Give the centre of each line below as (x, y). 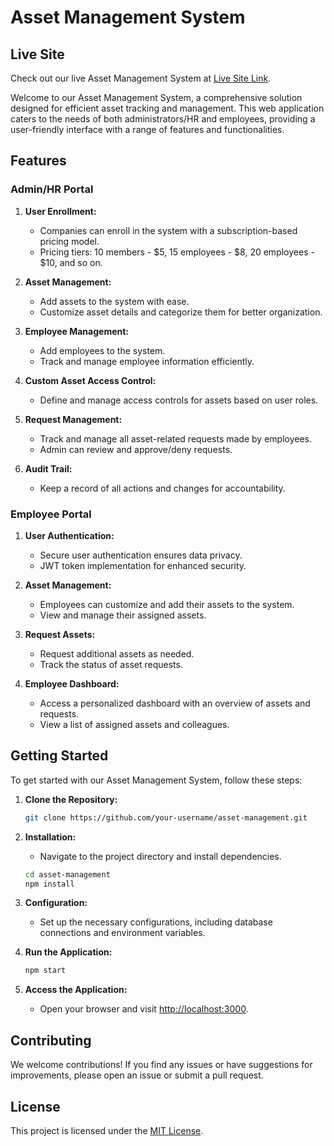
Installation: (50, 837)
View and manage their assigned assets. (123, 615)
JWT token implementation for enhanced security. (143, 565)
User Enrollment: (60, 211)
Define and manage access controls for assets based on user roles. (179, 400)
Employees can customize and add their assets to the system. (167, 604)
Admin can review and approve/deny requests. (136, 449)
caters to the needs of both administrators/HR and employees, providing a (163, 119)
